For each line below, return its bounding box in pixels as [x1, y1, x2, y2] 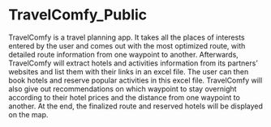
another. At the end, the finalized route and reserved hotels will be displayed [8, 101, 264, 111]
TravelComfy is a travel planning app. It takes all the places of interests [8, 32, 245, 42]
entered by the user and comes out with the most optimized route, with [8, 40, 246, 50]
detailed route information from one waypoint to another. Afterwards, [8, 49, 239, 59]
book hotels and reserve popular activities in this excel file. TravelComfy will [8, 75, 263, 85]
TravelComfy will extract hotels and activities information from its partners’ [8, 58, 258, 68]
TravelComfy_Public [8, 6, 148, 24]
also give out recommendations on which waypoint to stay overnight [8, 83, 237, 94]
